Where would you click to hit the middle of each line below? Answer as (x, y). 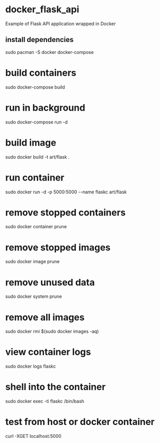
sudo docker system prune (34, 296)
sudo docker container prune (36, 227)
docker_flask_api (42, 9)
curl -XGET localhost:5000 (33, 436)
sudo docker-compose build (35, 87)
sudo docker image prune (33, 261)
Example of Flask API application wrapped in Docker (61, 24)
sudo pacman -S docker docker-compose (49, 52)
